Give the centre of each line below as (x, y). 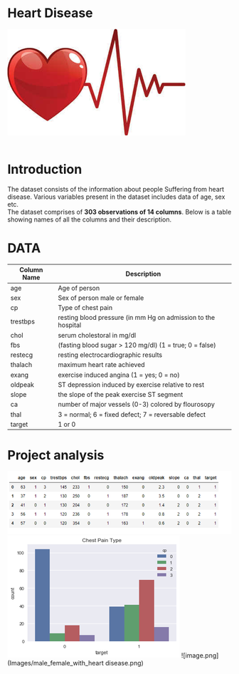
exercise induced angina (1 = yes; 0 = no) (119, 375)
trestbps (23, 321)
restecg (22, 355)
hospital (70, 325)
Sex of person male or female (101, 298)
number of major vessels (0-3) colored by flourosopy (136, 405)
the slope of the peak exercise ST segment (121, 395)
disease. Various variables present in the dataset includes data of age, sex (116, 197)
